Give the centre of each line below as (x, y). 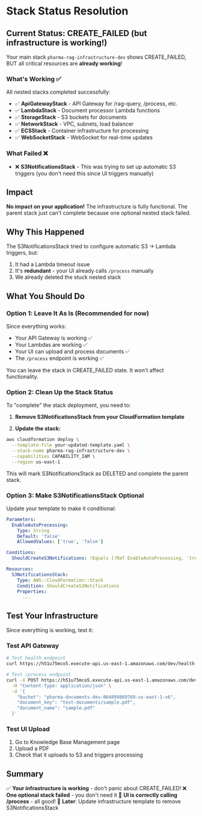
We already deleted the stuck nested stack (68, 277)
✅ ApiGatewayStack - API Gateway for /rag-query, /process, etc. (96, 104)
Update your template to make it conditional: (61, 508)
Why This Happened (45, 232)
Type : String (33, 531)
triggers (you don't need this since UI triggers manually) (84, 173)
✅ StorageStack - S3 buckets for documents (71, 117)
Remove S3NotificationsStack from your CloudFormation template (99, 417)
